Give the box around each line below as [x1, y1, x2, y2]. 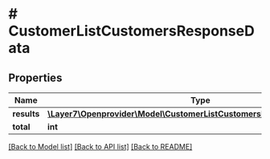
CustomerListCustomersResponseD [8, 22, 255, 40]
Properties [8, 71, 63, 84]
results [12, 108, 40, 119]
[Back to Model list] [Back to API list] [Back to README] [8, 142, 193, 151]
